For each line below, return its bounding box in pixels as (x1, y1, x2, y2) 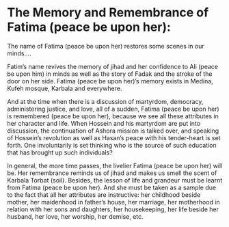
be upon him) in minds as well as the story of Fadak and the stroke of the (7, 70, 213, 78)
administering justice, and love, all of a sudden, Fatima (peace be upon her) (7, 105, 220, 113)
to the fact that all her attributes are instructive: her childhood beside (7, 190, 201, 199)
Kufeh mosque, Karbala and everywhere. (7, 84, 122, 92)
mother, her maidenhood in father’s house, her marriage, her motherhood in (7, 198, 220, 206)
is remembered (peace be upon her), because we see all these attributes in (7, 111, 219, 120)
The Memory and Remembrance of (7, 5, 209, 21)
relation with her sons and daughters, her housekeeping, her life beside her (7, 205, 219, 213)
